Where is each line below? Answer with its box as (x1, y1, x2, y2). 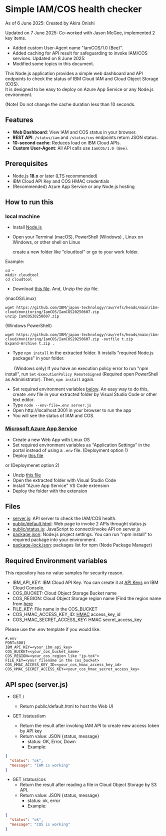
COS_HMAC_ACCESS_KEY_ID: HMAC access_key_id (12, 611, 121, 617)
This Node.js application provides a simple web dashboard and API (5, 70, 143, 76)
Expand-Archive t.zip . (5, 341, 55, 346)
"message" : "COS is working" (9, 822, 70, 827)
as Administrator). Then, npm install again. (5, 376, 95, 382)
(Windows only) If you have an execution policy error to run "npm (13, 365, 148, 371)
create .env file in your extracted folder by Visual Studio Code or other (12, 391, 157, 397)
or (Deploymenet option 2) (5, 462, 60, 468)
